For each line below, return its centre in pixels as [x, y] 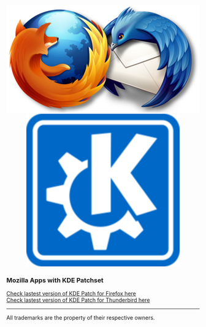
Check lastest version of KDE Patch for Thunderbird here [78, 300]
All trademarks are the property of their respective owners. [81, 318]
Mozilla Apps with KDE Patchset [55, 280]
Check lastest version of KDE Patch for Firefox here [71, 294]
